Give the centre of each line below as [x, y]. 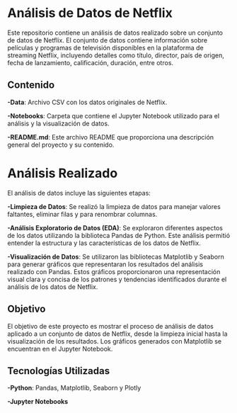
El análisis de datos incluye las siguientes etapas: [79, 193]
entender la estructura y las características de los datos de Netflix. [104, 243]
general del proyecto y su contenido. [61, 145]
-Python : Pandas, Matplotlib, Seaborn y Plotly [74, 388]
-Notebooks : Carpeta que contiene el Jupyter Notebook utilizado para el [114, 115]
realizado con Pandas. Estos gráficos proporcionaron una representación [114, 271]
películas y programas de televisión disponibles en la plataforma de [105, 47]
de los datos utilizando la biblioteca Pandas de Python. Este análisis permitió [119, 235]
